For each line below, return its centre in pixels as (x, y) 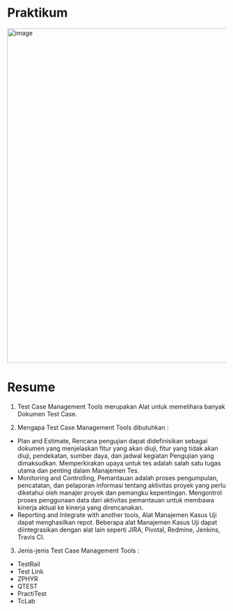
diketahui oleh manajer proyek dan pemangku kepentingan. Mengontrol (120, 493)
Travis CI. (31, 537)
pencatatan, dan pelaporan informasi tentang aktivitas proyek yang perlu (121, 485)
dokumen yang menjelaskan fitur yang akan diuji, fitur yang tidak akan (118, 448)
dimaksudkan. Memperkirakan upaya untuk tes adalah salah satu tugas (119, 463)
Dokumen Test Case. (47, 414)
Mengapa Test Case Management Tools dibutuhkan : (93, 427)
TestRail (29, 564)
